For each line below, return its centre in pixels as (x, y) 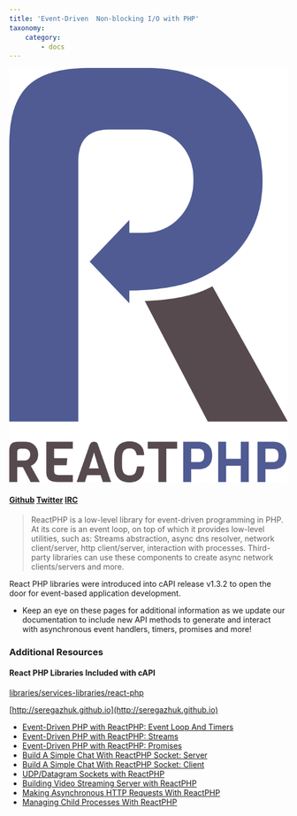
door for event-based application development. (95, 593)
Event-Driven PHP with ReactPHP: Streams (100, 736)
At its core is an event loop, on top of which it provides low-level (148, 529)
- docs (53, 47)
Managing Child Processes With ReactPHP (99, 802)
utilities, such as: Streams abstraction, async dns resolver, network (152, 538)
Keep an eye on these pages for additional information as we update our (153, 610)
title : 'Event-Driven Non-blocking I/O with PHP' (104, 19)
